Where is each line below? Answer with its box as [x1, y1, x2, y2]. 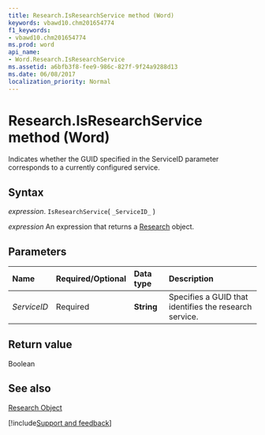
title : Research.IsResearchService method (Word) [8, 11, 175, 20]
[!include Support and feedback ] [8, 418, 112, 427]
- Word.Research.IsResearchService [8, 56, 125, 64]
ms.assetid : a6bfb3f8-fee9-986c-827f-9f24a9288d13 [8, 63, 178, 71]
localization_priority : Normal [8, 77, 111, 85]
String [133, 302, 158, 313]
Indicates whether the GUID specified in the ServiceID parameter [8, 155, 219, 164]
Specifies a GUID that [168, 291, 248, 302]
